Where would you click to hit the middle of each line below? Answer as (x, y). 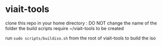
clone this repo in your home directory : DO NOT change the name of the (81, 23)
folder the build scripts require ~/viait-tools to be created (65, 28)
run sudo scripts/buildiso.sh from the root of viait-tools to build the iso (80, 38)
